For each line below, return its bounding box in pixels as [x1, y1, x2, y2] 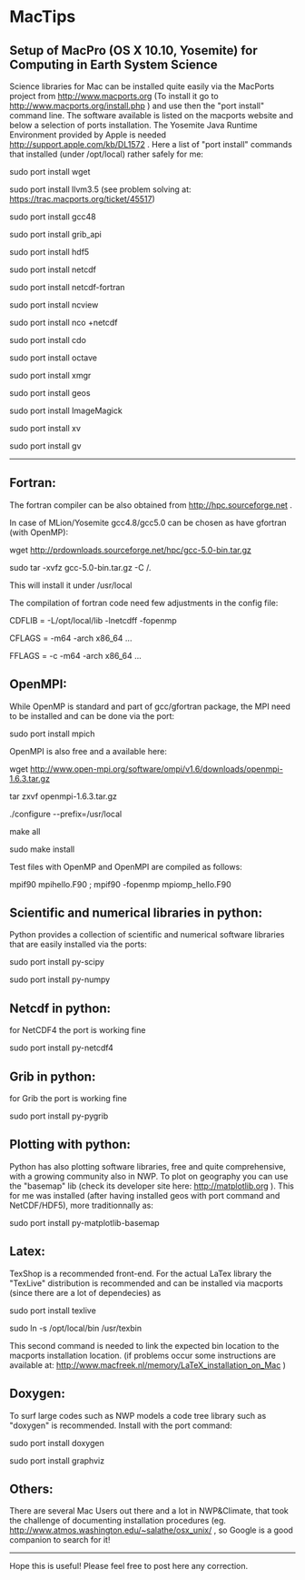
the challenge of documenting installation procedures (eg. [9, 1515, 227, 1526]
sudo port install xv [9, 423, 82, 433]
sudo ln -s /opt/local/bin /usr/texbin [9, 1322, 143, 1333]
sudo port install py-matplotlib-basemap [9, 1217, 161, 1228]
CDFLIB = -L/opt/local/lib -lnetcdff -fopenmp [9, 614, 177, 625]
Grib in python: [9, 1069, 96, 1084]
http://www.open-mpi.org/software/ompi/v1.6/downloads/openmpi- [30, 763, 283, 775]
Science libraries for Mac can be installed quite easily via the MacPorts [9, 81, 275, 92]
